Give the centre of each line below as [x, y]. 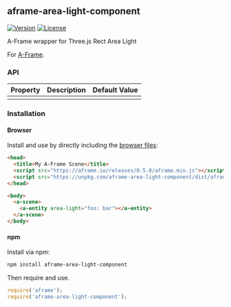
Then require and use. [38, 278]
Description [67, 90]
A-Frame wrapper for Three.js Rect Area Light [72, 41]
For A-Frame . [26, 54]
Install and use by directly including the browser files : [82, 145]
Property [25, 90]
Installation [26, 114]
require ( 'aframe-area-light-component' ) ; [67, 297]
